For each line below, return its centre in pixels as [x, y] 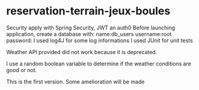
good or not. [22, 70]
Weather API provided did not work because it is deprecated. [82, 52]
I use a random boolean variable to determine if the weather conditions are [99, 64]
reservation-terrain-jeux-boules [88, 11]
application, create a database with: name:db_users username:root [89, 34]
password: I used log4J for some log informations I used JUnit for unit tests [100, 40]
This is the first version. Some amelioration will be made [75, 82]
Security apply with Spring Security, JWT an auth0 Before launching [91, 28]
